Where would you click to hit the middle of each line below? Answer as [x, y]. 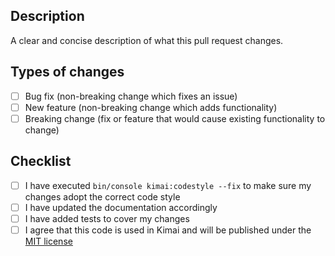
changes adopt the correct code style [102, 196]
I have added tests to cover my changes [107, 218]
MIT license [48, 241]
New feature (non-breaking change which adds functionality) [151, 107]
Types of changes [67, 72]
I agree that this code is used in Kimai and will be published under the [168, 230]
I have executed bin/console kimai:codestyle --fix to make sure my [168, 185]
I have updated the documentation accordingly [121, 207]
